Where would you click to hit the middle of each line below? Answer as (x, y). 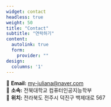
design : (16, 61)
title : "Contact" (27, 28)
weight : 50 (19, 22)
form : (18, 50)
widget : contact (26, 12)
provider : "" (33, 56)
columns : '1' (27, 67)
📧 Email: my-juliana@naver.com (45, 83)
